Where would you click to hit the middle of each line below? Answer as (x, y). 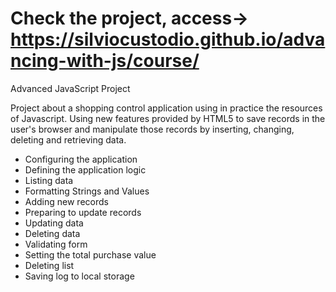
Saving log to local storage (79, 276)
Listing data (49, 180)
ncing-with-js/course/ (105, 61)
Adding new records (66, 201)
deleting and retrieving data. (68, 139)
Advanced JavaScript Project (70, 88)
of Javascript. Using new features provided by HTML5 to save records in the (168, 118)
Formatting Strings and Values (87, 191)
